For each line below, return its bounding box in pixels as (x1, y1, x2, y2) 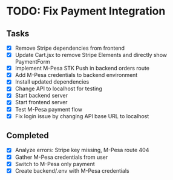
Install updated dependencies (15, 78, 90, 85)
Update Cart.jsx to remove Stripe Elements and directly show (15, 52, 168, 59)
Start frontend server (15, 99, 68, 106)
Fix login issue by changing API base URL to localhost (15, 112, 149, 119)
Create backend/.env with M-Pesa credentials (15, 167, 130, 174)
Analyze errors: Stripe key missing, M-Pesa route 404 (15, 147, 149, 154)
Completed (6, 130, 50, 141)
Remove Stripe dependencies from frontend (15, 44, 125, 52)
